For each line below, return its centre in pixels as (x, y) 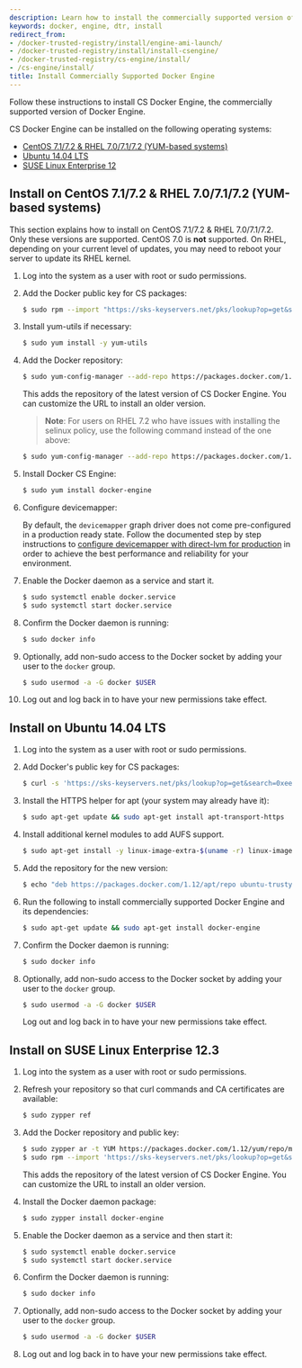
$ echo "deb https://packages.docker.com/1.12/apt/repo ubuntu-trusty (157, 884)
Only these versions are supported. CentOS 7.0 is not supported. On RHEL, (148, 238)
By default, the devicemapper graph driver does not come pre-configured (156, 525)
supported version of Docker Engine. (78, 111)
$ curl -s (41, 784)
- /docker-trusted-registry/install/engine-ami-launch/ (116, 43)
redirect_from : (38, 34)
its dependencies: (55, 911)
